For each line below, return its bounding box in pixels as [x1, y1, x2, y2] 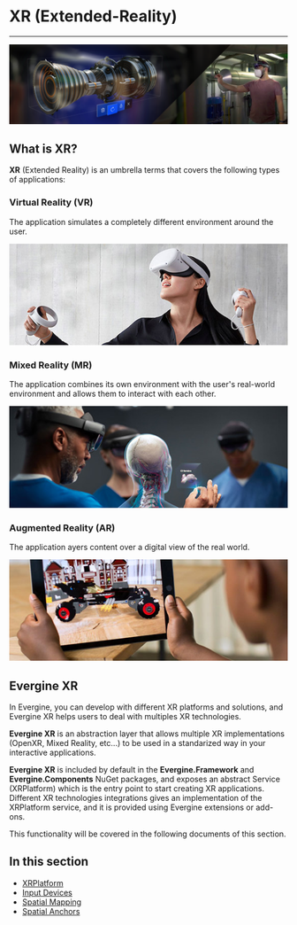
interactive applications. [9, 747, 96, 758]
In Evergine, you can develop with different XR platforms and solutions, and [9, 702, 284, 712]
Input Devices [21, 887, 72, 898]
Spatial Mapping [21, 897, 82, 907]
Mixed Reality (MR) [9, 359, 93, 371]
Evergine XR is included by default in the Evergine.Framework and [9, 764, 255, 774]
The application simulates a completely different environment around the [9, 216, 274, 227]
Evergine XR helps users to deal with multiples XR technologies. [9, 711, 241, 721]
